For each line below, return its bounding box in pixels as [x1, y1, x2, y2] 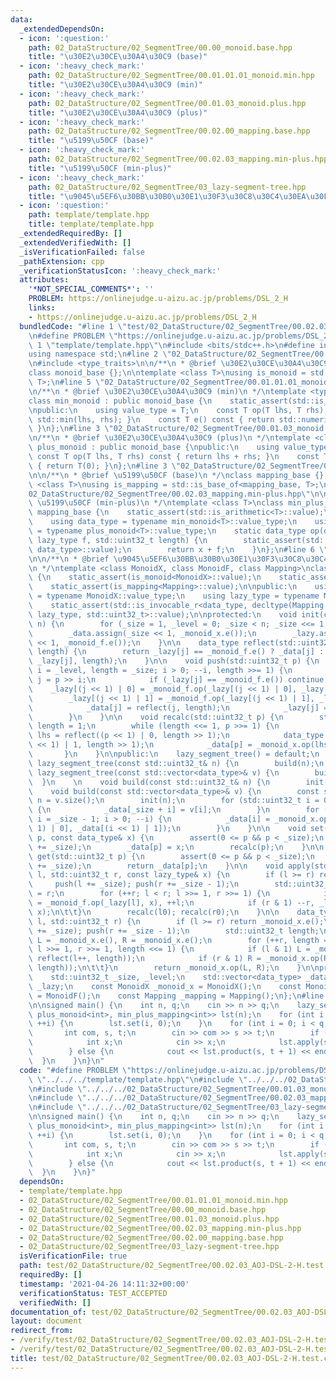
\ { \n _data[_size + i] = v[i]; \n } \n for [28, 805, 320, 815]
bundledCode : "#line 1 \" [19, 321, 128, 331]
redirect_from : [10, 1326, 74, 1336]
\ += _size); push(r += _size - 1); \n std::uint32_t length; [28, 926, 320, 936]
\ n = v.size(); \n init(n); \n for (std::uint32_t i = [28, 796, 320, 806]
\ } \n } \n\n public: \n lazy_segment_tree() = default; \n [28, 749, 320, 759]
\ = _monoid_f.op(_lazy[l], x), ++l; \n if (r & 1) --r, [28, 898, 315, 908]
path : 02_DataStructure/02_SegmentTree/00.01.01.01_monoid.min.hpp [28, 71, 315, 81]
